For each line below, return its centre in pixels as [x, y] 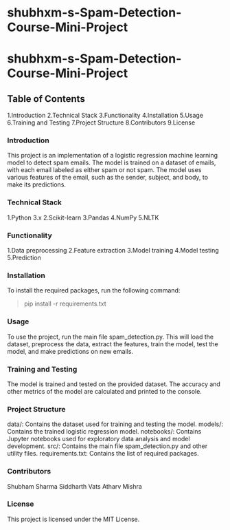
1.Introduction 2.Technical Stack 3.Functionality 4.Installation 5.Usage [105, 116]
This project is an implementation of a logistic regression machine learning [113, 156]
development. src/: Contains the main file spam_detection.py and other [107, 446]
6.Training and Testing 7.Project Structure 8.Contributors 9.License [101, 123]
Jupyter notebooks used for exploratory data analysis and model [99, 439]
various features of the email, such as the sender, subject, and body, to [107, 178]
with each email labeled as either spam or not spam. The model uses [104, 170]
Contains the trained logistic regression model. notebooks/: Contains [104, 432]
